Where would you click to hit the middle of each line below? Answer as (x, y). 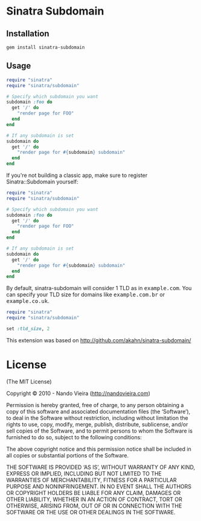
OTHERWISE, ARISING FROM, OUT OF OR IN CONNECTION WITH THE (94, 506)
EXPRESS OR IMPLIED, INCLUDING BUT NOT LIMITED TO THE (84, 473)
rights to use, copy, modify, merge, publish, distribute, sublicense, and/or (97, 424)
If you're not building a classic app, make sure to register (77, 175)
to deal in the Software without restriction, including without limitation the (97, 418)
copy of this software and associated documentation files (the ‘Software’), (98, 411)
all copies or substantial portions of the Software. (67, 455)
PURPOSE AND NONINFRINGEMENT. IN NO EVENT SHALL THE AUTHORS (99, 486)
